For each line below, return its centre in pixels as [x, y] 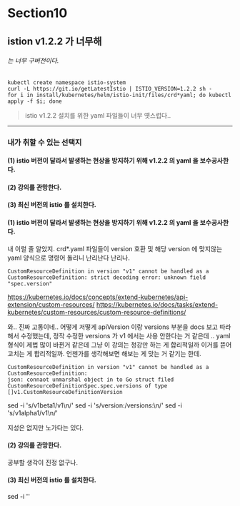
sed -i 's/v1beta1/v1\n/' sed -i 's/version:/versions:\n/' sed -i [95, 405]
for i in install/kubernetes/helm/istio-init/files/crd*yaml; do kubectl [120, 95]
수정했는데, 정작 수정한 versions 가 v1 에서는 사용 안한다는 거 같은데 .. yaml [125, 335]
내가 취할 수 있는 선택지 [45, 142]
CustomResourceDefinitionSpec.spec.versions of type [87, 386]
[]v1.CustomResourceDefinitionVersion [65, 392]
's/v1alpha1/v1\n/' [33, 413]
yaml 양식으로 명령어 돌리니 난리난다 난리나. [69, 258]
